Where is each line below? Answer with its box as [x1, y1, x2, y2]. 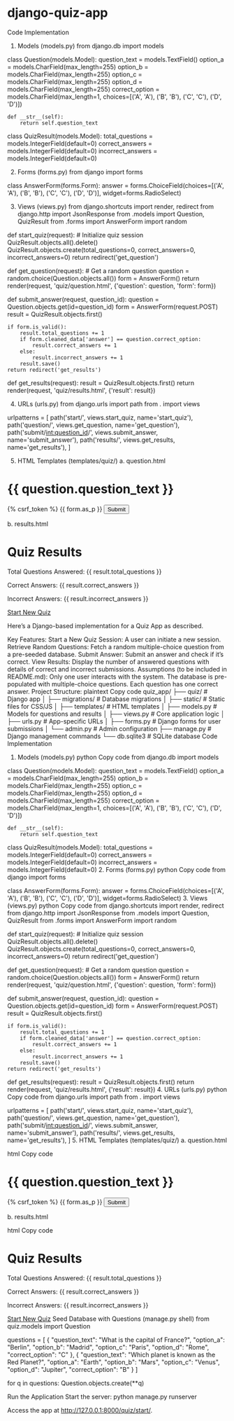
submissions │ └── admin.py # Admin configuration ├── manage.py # [7, 724, 212, 733]
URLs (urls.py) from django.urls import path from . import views [17, 399, 200, 408]
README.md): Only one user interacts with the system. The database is [7, 672, 213, 681]
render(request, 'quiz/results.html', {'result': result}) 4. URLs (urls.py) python [7, 1085, 228, 1093]
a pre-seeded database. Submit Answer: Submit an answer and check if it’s [7, 650, 224, 658]
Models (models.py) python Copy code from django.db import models [17, 753, 219, 761]
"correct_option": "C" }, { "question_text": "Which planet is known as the [7, 1350, 216, 1359]
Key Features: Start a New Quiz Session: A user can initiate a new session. [7, 635, 221, 644]
